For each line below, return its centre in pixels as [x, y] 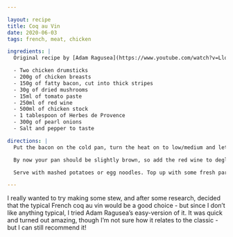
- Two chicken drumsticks [51, 71]
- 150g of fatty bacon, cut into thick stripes [84, 83]
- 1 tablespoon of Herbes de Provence [70, 116]
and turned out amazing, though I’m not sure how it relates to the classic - [113, 220]
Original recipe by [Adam [51, 58]
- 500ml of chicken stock [51, 109]
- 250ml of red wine [43, 103]
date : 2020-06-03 [32, 33]
